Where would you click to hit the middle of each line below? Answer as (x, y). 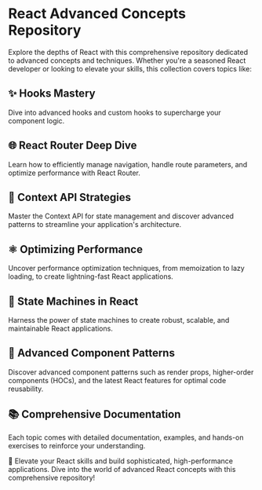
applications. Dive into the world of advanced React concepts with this (122, 469)
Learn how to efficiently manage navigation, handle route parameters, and (128, 164)
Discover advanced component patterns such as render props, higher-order (131, 372)
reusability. (26, 389)
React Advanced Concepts (97, 14)
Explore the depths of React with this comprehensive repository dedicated (128, 52)
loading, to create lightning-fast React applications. (91, 276)
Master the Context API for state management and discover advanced (121, 216)
